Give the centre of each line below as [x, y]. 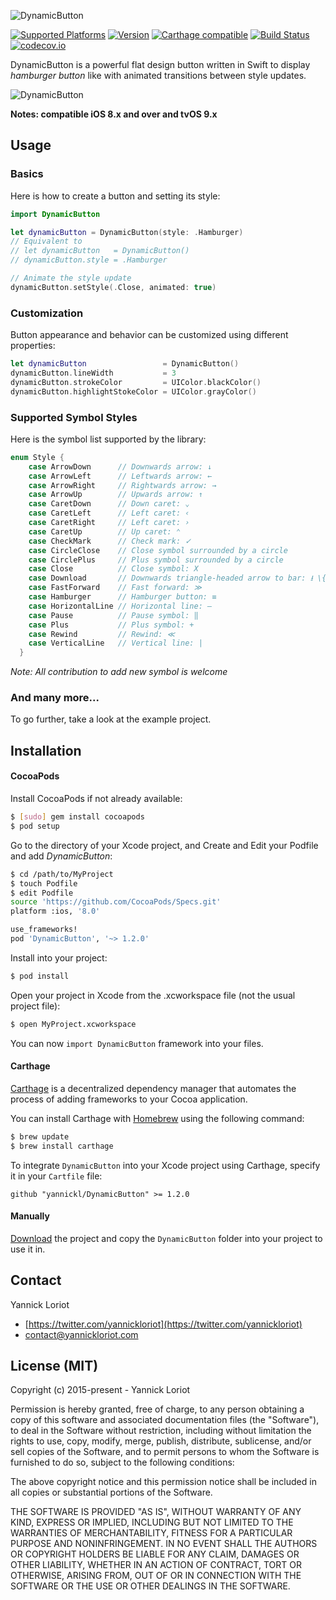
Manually [30, 1216]
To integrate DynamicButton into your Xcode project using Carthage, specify [165, 1165]
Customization [47, 313]
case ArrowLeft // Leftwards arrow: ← [120, 476]
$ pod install [40, 976]
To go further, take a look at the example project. [111, 719]
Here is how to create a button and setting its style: [115, 196]
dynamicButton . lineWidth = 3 [93, 373]
